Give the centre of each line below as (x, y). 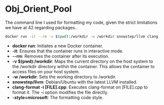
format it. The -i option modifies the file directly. (60, 92)
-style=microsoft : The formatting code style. (58, 97)
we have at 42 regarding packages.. (41, 27)
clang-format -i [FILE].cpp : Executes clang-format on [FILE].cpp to (80, 87)
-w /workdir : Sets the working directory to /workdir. (64, 77)
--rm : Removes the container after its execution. (61, 56)
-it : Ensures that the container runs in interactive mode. (68, 51)
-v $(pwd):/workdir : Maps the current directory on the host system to (82, 61)
